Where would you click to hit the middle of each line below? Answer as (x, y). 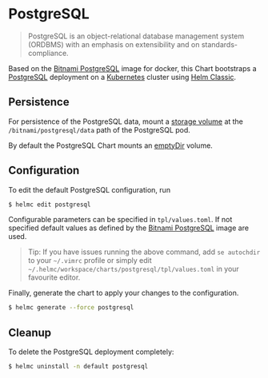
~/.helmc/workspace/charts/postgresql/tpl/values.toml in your (134, 269)
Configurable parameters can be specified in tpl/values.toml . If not (120, 220)
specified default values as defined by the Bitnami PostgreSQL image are (129, 228)
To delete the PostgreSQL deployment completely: (91, 352)
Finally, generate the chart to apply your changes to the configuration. (124, 293)
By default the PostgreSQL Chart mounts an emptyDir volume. (111, 145)
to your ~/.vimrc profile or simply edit (90, 261)
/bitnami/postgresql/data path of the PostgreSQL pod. (99, 129)
